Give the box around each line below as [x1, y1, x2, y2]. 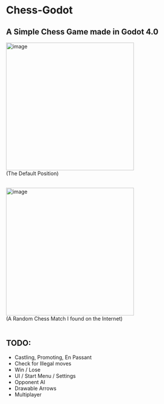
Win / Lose [14, 366, 41, 373]
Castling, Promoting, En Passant [14, 354, 92, 361]
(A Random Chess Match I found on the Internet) [6, 315, 123, 322]
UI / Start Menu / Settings [14, 372, 76, 379]
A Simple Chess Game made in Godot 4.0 [6, 27, 159, 37]
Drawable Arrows [14, 385, 57, 392]
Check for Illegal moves [14, 360, 72, 367]
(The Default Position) [6, 170, 59, 177]
